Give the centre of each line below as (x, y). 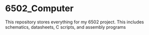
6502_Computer (39, 9)
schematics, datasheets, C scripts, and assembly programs (66, 27)
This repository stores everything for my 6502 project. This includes (75, 22)
